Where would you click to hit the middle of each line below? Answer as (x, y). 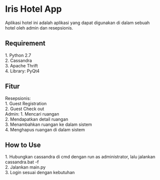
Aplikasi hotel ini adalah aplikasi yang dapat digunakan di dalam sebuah (78, 23)
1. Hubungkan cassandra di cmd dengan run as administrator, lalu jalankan (80, 157)
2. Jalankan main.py (25, 167)
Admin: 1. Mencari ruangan (32, 114)
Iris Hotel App (34, 9)
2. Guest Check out (25, 109)
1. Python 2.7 (18, 55)
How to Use (23, 145)
